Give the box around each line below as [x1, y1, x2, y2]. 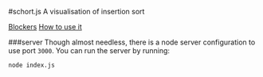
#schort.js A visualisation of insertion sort [8, 7, 145, 16]
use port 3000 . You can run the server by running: [8, 46, 170, 55]
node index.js [8, 61, 56, 69]
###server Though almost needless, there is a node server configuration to [8, 37, 256, 47]
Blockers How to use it [8, 22, 82, 31]
